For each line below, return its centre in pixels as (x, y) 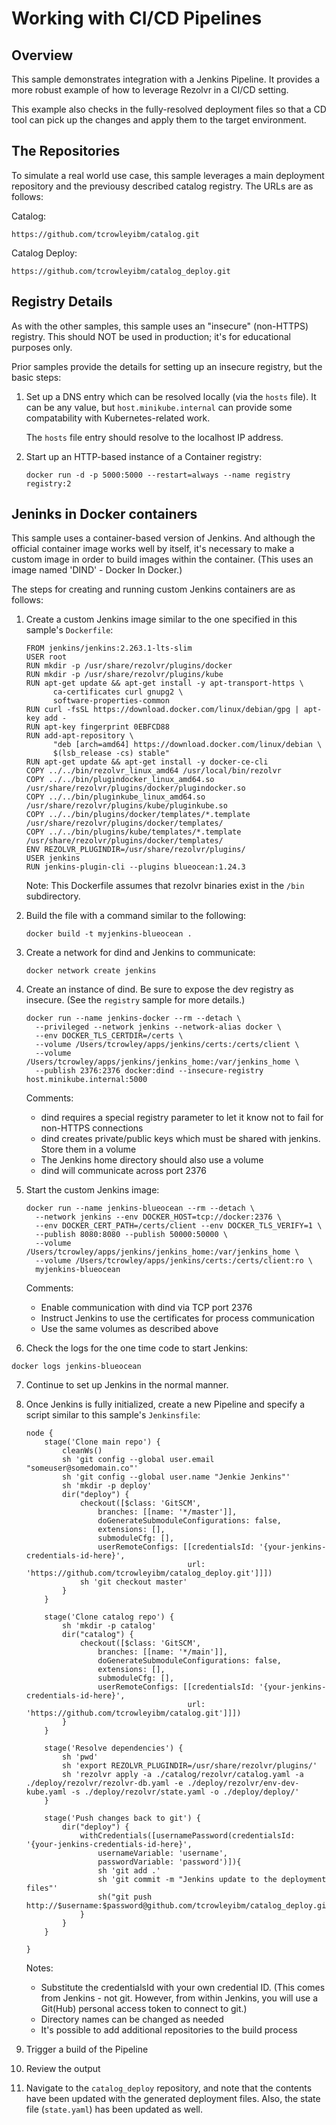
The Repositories (66, 151)
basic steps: (36, 377)
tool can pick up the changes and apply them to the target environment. (159, 120)
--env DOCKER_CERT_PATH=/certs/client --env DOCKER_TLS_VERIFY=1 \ (179, 1226)
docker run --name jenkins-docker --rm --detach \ (133, 1018)
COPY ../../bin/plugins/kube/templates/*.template (133, 832)
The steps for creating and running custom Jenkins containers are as (153, 589)
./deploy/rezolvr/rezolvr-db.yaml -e (104, 1783)
